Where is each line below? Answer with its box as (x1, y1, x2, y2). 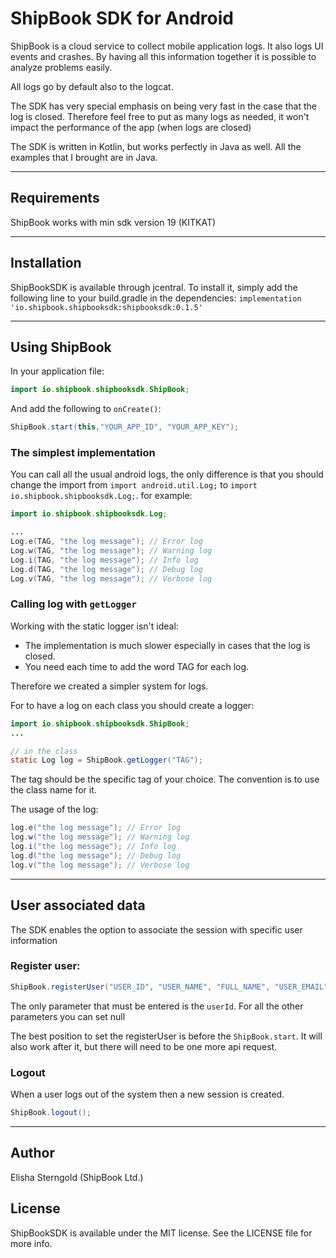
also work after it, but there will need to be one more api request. (10, 1040, 278, 1052)
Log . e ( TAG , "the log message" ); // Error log (10, 537, 203, 547)
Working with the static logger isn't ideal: (10, 620, 179, 632)
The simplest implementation (10, 446, 156, 460)
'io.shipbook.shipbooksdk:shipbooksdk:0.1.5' (10, 302, 203, 312)
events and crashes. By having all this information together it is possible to (10, 50, 317, 62)
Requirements (10, 190, 100, 207)
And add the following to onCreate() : (10, 403, 162, 415)
